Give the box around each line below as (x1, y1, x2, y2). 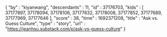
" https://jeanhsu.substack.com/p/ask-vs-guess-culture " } (5, 26, 126, 32)
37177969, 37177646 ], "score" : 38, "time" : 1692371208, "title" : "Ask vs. (5, 15, 158, 21)
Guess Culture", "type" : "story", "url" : (5, 20, 86, 26)
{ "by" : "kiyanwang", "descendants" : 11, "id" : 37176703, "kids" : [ (5, 5, 144, 10)
